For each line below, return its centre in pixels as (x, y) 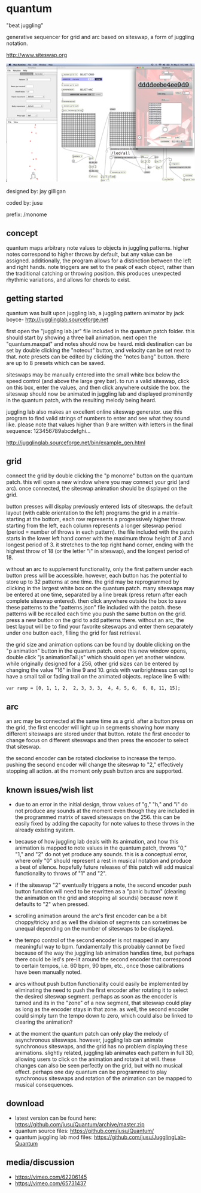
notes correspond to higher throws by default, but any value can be (89, 254)
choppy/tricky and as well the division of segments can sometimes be (101, 922)
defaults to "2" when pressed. (52, 904)
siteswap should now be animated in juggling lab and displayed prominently (100, 394)
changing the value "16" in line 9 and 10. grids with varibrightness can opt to (100, 670)
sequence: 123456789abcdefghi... (48, 430)
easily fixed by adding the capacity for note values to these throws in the (104, 823)
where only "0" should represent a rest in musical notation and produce (103, 861)
